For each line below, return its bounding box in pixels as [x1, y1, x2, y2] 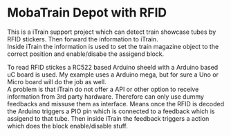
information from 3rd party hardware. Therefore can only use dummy [7, 92, 204, 101]
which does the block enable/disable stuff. [7, 122, 128, 130]
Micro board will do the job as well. [7, 77, 107, 86]
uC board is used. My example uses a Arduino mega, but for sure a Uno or [7, 70, 219, 79]
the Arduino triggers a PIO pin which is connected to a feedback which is [7, 107, 215, 115]
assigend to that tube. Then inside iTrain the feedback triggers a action [7, 114, 210, 122]
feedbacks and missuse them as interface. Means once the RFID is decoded [7, 99, 225, 108]
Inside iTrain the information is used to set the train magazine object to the [7, 42, 219, 50]
